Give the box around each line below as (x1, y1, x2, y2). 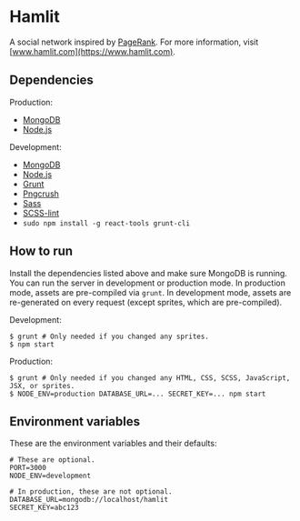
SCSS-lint (22, 207, 60, 218)
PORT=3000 (9, 464, 47, 473)
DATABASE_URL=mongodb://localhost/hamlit (9, 496, 169, 505)
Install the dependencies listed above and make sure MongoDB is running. (9, 267, 288, 278)
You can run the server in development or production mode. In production (9, 277, 286, 288)
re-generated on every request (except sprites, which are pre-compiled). (9, 296, 283, 307)
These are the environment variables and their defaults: (9, 438, 217, 449)
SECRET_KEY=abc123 (9, 503, 79, 513)
